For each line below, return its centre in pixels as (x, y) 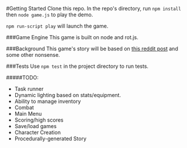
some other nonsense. (33, 55)
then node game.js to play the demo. (50, 15)
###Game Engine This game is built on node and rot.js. (72, 37)
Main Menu (28, 114)
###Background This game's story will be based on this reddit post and (92, 49)
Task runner (29, 89)
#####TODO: (22, 78)
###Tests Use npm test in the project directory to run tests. (77, 66)
